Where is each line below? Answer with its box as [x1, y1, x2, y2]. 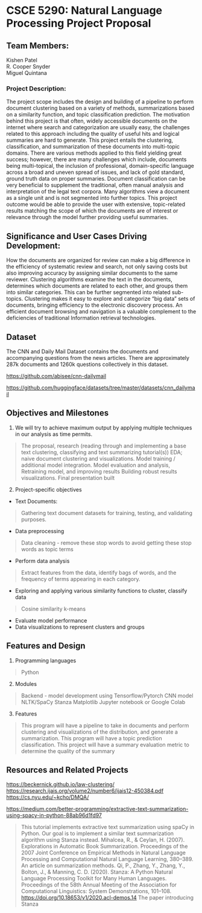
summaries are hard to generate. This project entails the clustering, [6, 136, 174, 144]
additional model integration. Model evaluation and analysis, [21, 461, 171, 469]
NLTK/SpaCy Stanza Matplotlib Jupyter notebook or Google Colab [21, 698, 186, 705]
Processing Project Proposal [6, 16, 151, 30]
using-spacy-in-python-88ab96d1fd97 [6, 812, 103, 819]
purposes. [21, 516, 47, 523]
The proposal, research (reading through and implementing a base [21, 442, 187, 449]
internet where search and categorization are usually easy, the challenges [6, 124, 190, 131]
